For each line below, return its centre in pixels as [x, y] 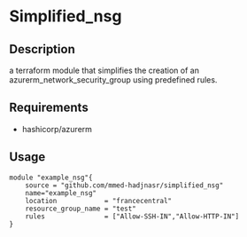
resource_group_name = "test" [81, 209]
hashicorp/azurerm [57, 129]
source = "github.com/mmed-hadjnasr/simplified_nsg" [124, 185]
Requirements [49, 108]
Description [42, 49]
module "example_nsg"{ [51, 178]
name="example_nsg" [61, 193]
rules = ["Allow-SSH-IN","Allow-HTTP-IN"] [132, 216]
